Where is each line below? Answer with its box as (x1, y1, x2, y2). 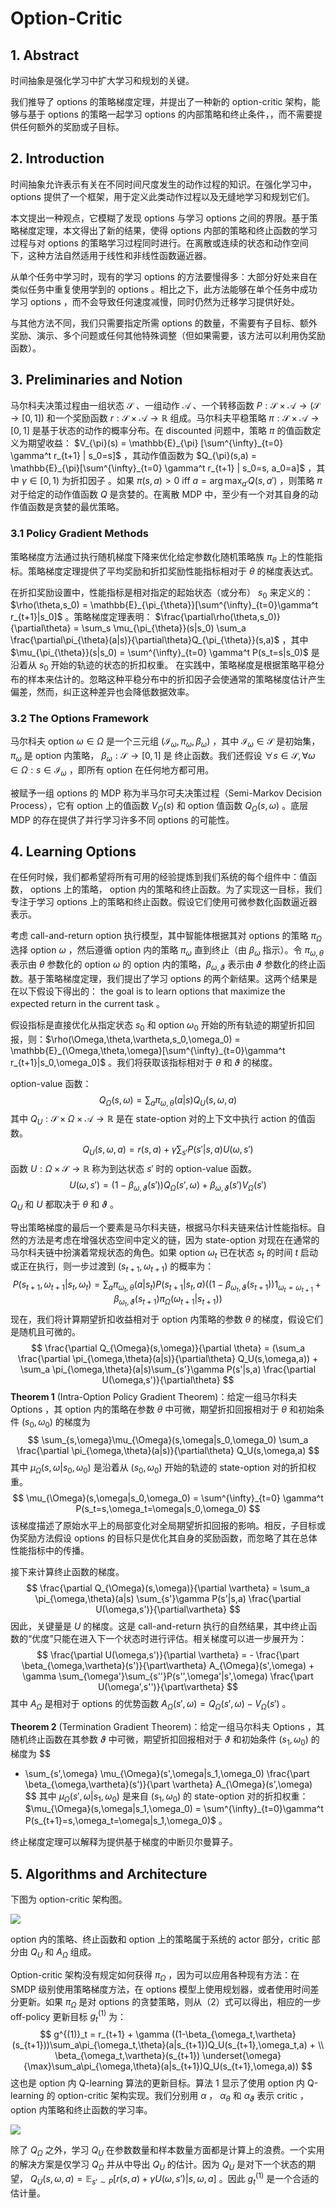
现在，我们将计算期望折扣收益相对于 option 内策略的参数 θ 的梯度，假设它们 (10, 1313, 324, 1326)
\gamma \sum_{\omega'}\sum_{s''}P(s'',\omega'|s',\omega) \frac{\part (22, 1670, 314, 1682)
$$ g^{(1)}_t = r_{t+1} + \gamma (39, 2028, 170, 2041)
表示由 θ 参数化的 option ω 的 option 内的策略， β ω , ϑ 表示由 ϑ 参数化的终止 (10, 958, 317, 972)
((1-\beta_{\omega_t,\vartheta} (171, 2028, 297, 2041)
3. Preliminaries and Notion (10, 372, 183, 389)
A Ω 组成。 (56, 1946, 97, 1961)
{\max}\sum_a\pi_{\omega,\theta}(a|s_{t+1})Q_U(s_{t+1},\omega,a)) (23, 2060, 299, 2072)
